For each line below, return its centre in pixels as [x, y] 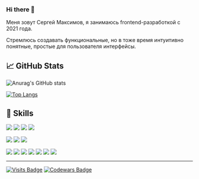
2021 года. [19, 28]
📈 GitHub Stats [35, 65]
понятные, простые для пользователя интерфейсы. [71, 46]
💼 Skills [20, 113]
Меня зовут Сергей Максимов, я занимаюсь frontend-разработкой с [93, 23]
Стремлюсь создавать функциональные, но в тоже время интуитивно [95, 40]
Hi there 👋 [21, 9]
